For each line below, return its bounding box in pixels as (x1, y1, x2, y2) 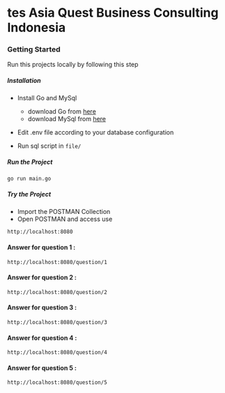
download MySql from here (27, 115, 107, 123)
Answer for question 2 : (7, 273, 77, 282)
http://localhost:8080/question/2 (7, 288, 108, 295)
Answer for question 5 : (7, 364, 77, 372)
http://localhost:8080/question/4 (7, 349, 108, 356)
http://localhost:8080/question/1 (7, 259, 108, 265)
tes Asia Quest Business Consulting (7, 5, 219, 21)
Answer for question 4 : (7, 333, 77, 342)
